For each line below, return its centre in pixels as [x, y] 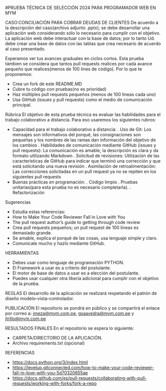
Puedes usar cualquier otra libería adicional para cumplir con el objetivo [85, 278]
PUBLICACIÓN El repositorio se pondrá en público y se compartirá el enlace [83, 308]
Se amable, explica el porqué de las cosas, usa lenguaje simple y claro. [85, 238]
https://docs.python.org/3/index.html [50, 362]
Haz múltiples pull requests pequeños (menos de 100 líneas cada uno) [84, 94]
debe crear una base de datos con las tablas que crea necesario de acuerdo [83, 44]
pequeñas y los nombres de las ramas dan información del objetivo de [84, 140]
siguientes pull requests [37, 177]
